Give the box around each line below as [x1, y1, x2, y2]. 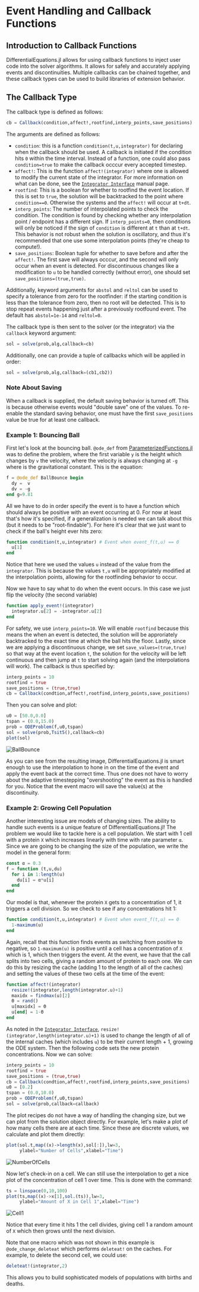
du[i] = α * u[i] [17, 877, 55, 883]
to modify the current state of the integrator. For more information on [14, 174, 183, 181]
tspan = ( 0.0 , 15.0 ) [6, 719, 55, 725]
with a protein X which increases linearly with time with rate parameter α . [6, 836, 184, 843]
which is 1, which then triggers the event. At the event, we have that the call [6, 951, 191, 958]
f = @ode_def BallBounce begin [6, 475, 84, 481]
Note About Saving [6, 384, 62, 392]
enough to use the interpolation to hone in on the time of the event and [6, 763, 179, 771]
